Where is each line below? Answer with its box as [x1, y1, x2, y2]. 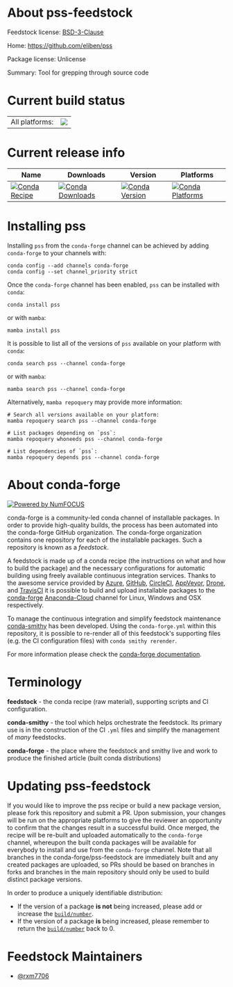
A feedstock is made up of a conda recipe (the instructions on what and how [7, 556, 226, 565]
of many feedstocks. [7, 732, 67, 741]
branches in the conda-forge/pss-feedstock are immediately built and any [7, 853, 218, 861]
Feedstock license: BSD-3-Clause [7, 28, 104, 36]
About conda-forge [7, 476, 121, 492]
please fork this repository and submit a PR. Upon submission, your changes [7, 808, 226, 817]
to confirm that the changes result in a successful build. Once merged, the [7, 823, 220, 832]
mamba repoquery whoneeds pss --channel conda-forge [7, 435, 163, 442]
